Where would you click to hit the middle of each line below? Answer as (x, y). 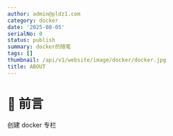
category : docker (33, 21)
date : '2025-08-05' (36, 27)
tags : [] (20, 54)
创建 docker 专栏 (32, 125)
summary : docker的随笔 (39, 47)
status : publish (31, 40)
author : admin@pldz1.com (44, 14)
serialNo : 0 (25, 34)
